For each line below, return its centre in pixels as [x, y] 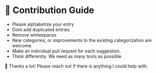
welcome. [22, 45]
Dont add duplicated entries [41, 29]
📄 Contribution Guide [50, 10]
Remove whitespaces [34, 35]
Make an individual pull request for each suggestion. [66, 51]
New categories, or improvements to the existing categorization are [82, 40]
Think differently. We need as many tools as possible [67, 56]
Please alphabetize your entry [43, 24]
